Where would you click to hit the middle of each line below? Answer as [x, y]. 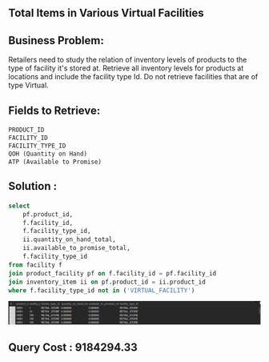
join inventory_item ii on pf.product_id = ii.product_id [107, 282]
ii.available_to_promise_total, [76, 248]
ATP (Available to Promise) [55, 162]
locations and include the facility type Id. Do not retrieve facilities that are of [133, 77]
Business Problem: [56, 40]
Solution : [33, 186]
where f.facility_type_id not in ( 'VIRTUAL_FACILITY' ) [102, 290]
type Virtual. [29, 85]
